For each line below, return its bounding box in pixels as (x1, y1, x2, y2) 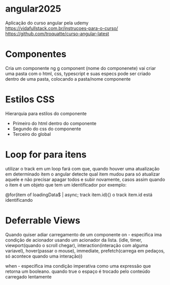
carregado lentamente (5, 273, 52, 279)
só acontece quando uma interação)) (5, 253, 83, 259)
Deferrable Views (5, 215, 80, 226)
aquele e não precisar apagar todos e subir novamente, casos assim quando (5, 176, 165, 183)
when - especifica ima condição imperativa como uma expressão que (5, 263, 151, 269)
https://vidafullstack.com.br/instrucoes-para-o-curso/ (5, 25, 118, 31)
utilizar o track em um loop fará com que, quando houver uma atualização (5, 165, 160, 171)
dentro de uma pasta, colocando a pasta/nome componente (5, 76, 131, 82)
